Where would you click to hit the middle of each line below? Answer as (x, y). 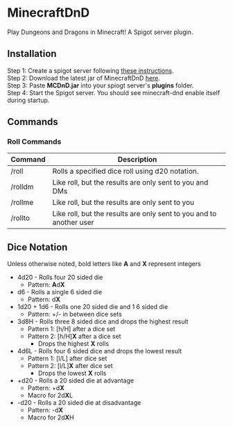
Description (137, 160)
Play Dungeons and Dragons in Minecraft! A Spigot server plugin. (100, 32)
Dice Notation (37, 247)
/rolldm (22, 187)
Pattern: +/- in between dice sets (75, 315)
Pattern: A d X (46, 285)
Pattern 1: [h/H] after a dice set (71, 329)
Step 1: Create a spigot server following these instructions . (90, 70)
